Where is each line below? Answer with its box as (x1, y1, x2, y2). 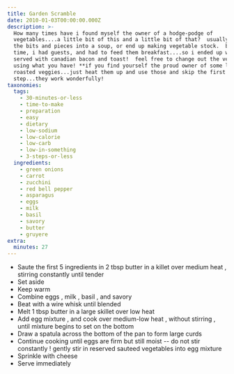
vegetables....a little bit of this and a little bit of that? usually (13, 36, 229, 43)
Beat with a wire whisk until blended (17, 300, 121, 308)
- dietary (19, 120, 49, 128)
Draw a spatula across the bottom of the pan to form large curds (17, 329, 202, 338)
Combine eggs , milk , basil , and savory (17, 292, 132, 301)
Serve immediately (17, 359, 71, 368)
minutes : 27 (13, 244, 49, 251)
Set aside (17, 278, 45, 286)
